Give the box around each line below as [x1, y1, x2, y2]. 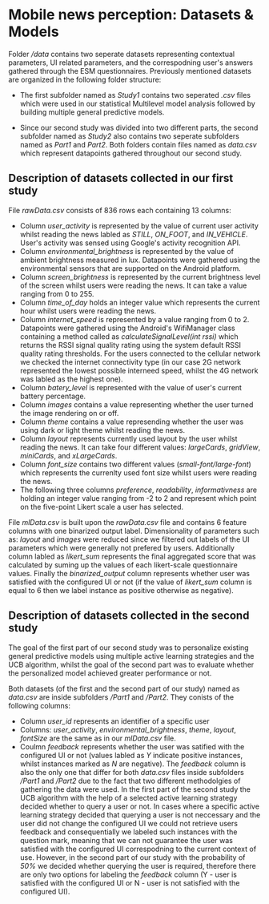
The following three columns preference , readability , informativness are [19, 485, 258, 494]
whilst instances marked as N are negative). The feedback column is [19, 759, 247, 769]
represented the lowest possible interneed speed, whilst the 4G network [19, 365, 259, 375]
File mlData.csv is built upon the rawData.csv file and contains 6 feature [8, 517, 247, 527]
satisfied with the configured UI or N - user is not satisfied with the [19, 878, 240, 887]
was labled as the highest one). [19, 374, 123, 384]
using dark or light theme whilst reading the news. [19, 425, 186, 434]
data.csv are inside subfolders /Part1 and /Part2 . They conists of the [8, 692, 235, 702]
